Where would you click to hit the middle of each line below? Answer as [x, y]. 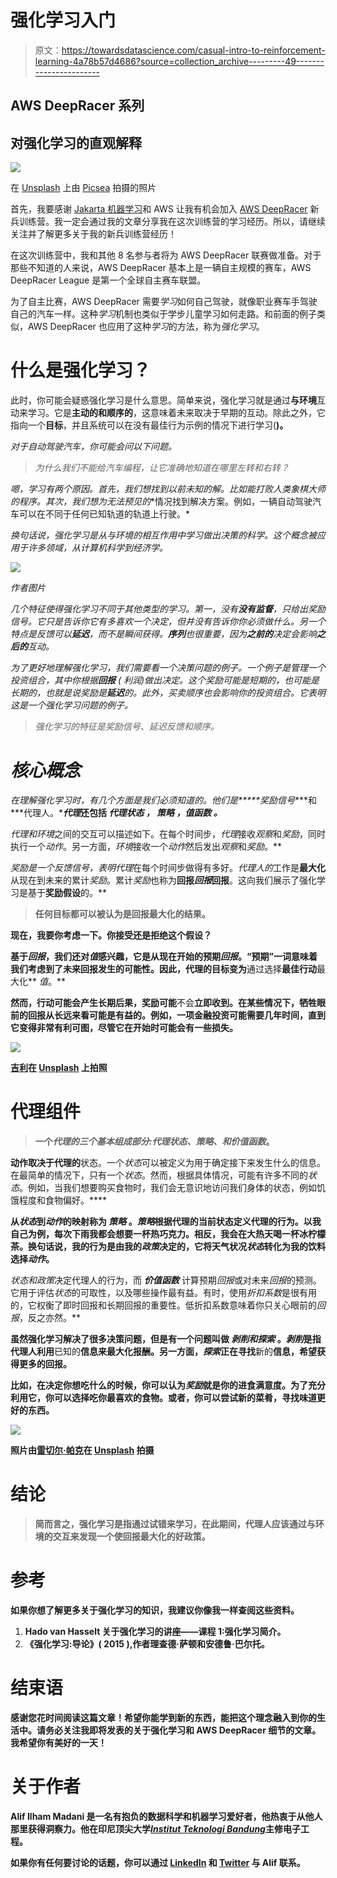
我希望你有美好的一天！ [58, 1742]
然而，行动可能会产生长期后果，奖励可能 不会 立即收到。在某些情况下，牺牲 [163, 1003]
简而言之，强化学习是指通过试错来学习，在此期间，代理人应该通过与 [175, 1523]
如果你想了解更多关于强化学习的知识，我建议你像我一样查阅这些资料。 [155, 1610]
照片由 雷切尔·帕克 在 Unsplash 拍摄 [82, 1450]
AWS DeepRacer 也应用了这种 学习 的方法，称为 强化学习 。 [146, 327]
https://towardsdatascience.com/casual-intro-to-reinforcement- [193, 50]
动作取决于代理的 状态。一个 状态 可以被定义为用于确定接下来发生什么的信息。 [168, 1162]
